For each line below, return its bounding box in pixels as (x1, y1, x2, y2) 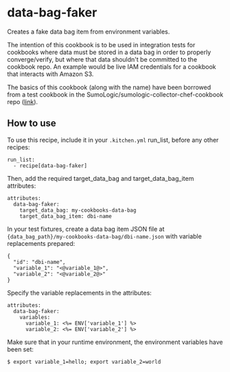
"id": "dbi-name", (13, 258, 67, 265)
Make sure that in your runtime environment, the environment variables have (7, 338, 223, 346)
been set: (7, 345, 34, 354)
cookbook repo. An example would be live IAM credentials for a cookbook (7, 62, 216, 71)
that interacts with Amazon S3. (7, 70, 94, 78)
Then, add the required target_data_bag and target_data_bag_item (7, 174, 194, 182)
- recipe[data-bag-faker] (13, 162, 88, 169)
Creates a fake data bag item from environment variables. (7, 27, 170, 36)
